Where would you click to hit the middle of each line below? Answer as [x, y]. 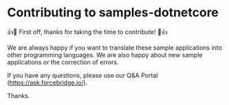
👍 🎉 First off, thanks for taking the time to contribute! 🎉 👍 [87, 31]
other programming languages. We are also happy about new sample [105, 55]
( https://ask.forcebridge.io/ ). [47, 82]
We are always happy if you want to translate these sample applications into [115, 47]
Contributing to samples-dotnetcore [113, 13]
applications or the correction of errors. [63, 62]
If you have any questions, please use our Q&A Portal [83, 75]
